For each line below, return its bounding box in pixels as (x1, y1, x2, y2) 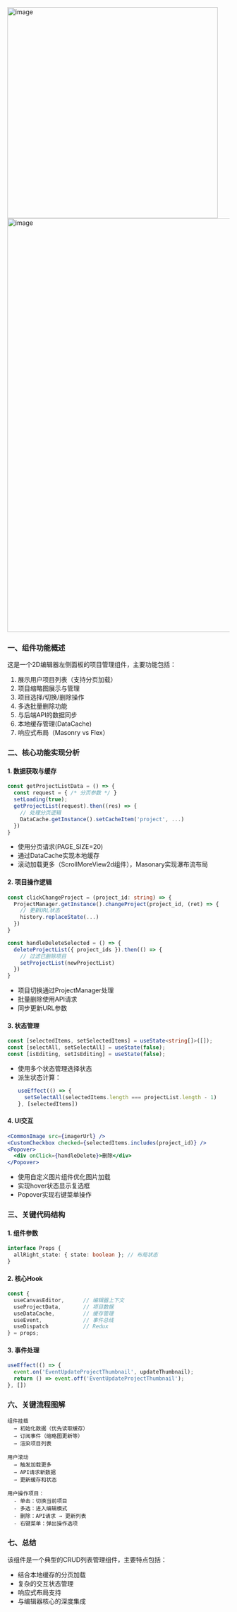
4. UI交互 (7, 1117, 34, 1125)
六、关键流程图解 (7, 1400, 66, 1410)
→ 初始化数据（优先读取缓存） (13, 1425, 89, 1432)
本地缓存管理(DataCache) (17, 719, 92, 728)
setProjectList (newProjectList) (20, 959, 115, 966)
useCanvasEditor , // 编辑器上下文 (13, 1297, 125, 1304)
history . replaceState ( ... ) (20, 914, 99, 921)
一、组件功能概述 (7, 643, 66, 653)
